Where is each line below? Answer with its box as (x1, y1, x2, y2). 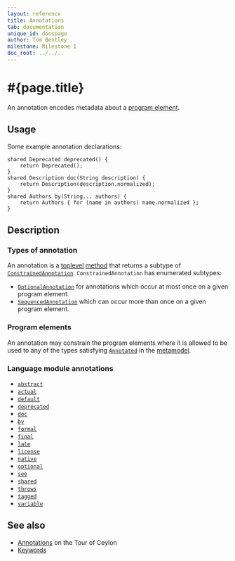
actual (17, 388, 37, 395)
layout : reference (7, 10, 61, 18)
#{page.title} (7, 80, 84, 96)
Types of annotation (7, 245, 78, 255)
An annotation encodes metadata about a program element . (7, 103, 180, 111)
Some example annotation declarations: (7, 142, 122, 151)
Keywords (17, 546, 47, 554)
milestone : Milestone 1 (7, 43, 77, 50)
